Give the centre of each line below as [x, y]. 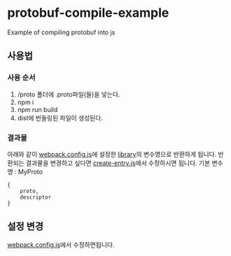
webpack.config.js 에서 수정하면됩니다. [61, 244]
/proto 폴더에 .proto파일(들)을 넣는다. [69, 94]
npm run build [37, 109]
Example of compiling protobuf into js [61, 32]
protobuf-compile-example [88, 13]
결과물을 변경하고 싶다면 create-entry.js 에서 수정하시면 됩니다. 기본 [118, 163]
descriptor [36, 197]
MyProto [30, 171]
